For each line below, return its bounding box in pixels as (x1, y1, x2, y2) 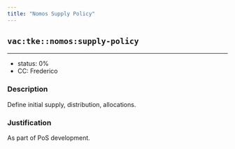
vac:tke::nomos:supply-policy (7, 36, 139, 46)
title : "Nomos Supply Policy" (7, 10, 96, 17)
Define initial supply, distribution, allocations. (7, 100, 136, 108)
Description (7, 85, 48, 94)
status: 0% (17, 59, 49, 68)
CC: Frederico (17, 67, 58, 76)
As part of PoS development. (7, 134, 91, 142)
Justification (7, 118, 52, 127)
